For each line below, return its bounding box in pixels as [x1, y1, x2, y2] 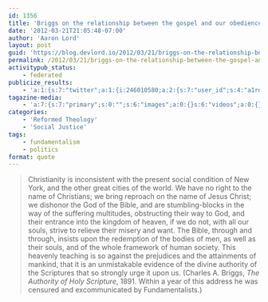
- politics [22, 145, 59, 153]
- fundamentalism [22, 137, 81, 146]
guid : [8, 49, 26, 57]
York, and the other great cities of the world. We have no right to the [27, 183, 253, 193]
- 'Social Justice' [22, 123, 88, 131]
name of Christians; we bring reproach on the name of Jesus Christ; [27, 192, 252, 201]
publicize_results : [8, 78, 73, 86]
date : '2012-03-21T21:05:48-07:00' [8, 26, 127, 34]
